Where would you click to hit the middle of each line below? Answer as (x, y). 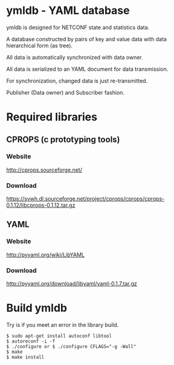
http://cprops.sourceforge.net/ (44, 170)
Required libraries (52, 117)
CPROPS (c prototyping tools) (63, 139)
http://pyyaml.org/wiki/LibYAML (46, 255)
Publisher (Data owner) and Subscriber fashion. (66, 92)
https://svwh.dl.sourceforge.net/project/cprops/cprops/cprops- (85, 199)
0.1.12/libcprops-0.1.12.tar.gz (41, 205)
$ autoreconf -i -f (31, 341)
